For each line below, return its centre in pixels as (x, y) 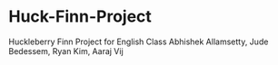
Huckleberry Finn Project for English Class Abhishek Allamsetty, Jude (139, 42)
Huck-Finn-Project (80, 17)
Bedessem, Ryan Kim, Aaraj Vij (66, 51)
